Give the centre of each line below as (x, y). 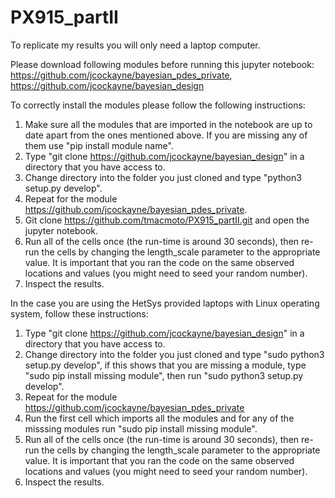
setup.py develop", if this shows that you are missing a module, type (165, 365)
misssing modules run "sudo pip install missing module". (141, 428)
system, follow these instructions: (79, 313)
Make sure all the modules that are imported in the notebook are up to (168, 124)
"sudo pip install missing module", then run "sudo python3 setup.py (164, 375)
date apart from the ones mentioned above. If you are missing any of (166, 135)
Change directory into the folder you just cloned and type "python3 (163, 177)
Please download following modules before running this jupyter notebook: (162, 64)
